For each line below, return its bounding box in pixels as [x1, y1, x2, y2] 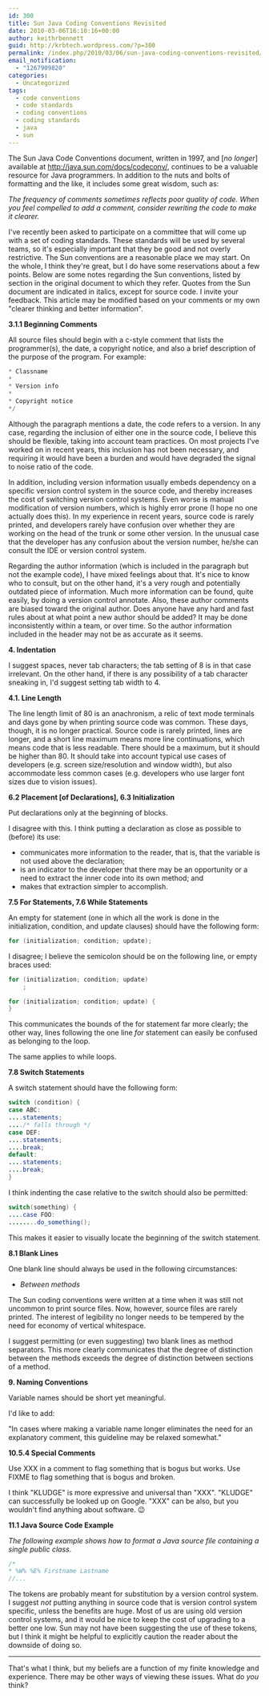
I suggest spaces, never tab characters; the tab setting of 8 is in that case [8, 660, 252, 670]
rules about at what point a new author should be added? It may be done [8, 612, 248, 622]
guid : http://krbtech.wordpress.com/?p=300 [8, 42, 156, 50]
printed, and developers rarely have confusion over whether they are [8, 519, 235, 530]
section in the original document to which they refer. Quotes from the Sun [8, 278, 251, 287]
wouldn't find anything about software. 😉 [8, 1504, 146, 1514]
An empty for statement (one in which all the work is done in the [8, 913, 220, 922]
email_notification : [8, 57, 78, 65]
